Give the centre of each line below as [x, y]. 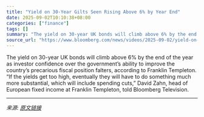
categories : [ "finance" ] [38, 23]
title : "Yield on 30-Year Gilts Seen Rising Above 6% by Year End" [93, 12]
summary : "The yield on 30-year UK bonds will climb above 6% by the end [102, 35]
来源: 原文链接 [24, 108]
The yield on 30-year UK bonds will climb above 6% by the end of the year [100, 57]
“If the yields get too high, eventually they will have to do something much [99, 77]
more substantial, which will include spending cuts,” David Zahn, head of [97, 83]
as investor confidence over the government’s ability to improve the [90, 64]
